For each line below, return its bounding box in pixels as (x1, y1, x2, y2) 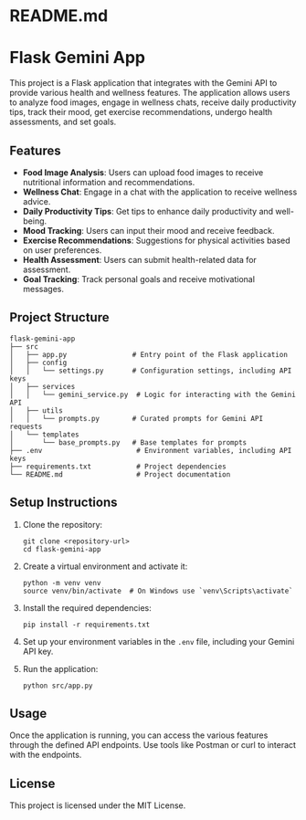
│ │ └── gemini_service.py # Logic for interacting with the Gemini (9, 390, 297, 399)
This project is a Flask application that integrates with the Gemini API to (9, 78, 278, 89)
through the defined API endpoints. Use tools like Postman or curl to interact (9, 740, 297, 751)
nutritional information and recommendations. (22, 176, 195, 187)
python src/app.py (22, 681, 93, 690)
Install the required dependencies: (22, 602, 153, 613)
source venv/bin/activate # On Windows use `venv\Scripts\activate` (22, 586, 294, 595)
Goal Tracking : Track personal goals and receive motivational (22, 273, 256, 284)
